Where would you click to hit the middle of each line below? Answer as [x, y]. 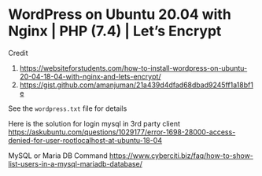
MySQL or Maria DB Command [58, 156]
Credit [18, 53]
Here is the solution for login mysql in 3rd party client [94, 123]
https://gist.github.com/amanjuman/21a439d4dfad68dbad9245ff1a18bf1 [137, 85]
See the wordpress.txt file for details [68, 108]
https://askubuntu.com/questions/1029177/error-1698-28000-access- [122, 132]
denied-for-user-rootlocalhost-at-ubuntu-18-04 [85, 140]
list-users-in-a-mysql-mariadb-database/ [76, 163]
